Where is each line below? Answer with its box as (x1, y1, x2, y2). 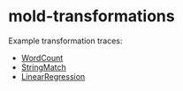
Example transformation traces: (8, 35, 123, 46)
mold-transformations (8, 6, 175, 27)
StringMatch (20, 62, 67, 72)
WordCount (20, 52, 64, 63)
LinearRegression (20, 71, 86, 81)
